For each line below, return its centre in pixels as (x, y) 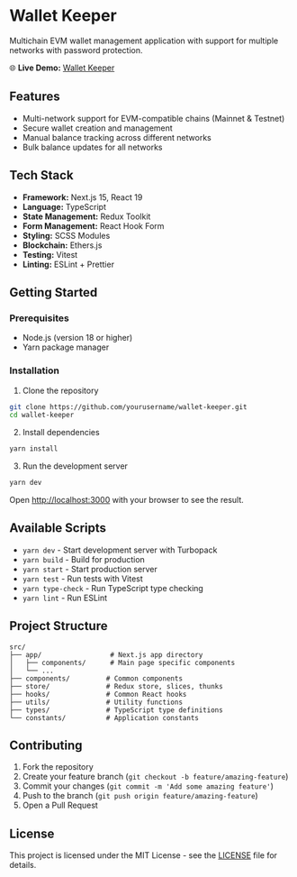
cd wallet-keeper (42, 416)
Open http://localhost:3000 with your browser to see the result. (127, 500)
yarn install (34, 449)
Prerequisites (39, 318)
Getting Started (54, 292)
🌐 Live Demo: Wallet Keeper (62, 68)
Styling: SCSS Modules (66, 235)
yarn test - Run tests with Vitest (83, 579)
